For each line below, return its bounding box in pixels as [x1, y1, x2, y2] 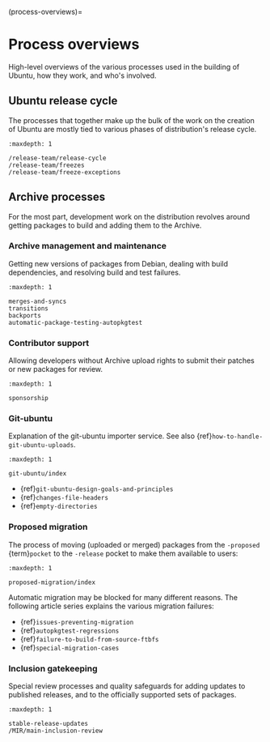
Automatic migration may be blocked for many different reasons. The [8, 592, 238, 602]
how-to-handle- [211, 433, 264, 441]
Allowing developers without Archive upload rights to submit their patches [8, 356, 255, 365]
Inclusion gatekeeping [8, 663, 98, 674]
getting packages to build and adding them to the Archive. [8, 220, 202, 230]
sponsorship [8, 394, 49, 403]
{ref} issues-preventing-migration [19, 616, 134, 626]
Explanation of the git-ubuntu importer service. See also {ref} [8, 431, 213, 441]
